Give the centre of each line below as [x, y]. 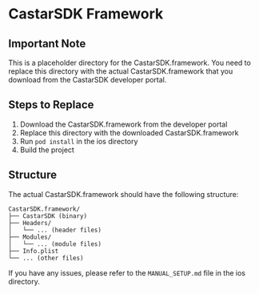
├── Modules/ [30, 237]
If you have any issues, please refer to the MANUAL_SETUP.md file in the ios [127, 272]
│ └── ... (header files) [55, 230]
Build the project [47, 150]
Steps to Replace [51, 105]
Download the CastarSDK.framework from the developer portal [124, 124]
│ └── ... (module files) [55, 244]
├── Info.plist [34, 251]
